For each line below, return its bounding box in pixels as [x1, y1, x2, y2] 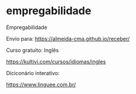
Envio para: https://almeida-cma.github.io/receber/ [6, 35, 130, 42]
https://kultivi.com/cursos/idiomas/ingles [6, 58, 106, 65]
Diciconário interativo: [6, 69, 60, 76]
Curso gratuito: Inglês [6, 46, 59, 54]
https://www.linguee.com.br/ [6, 81, 76, 88]
